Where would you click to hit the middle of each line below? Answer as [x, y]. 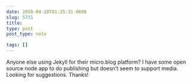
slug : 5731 [20, 17]
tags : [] [17, 45]
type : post [20, 28]
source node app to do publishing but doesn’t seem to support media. [92, 68]
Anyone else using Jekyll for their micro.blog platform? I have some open [96, 62]
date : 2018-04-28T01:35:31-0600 [46, 12]
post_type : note [26, 34]
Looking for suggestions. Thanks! [47, 75]
